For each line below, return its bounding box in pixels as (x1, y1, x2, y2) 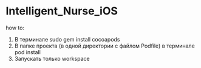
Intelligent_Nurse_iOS (5, 4, 118, 18)
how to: (5, 24, 25, 31)
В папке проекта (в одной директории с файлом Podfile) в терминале (14, 42, 195, 49)
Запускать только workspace (14, 55, 90, 62)
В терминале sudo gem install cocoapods (14, 36, 120, 43)
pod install (14, 48, 41, 55)
